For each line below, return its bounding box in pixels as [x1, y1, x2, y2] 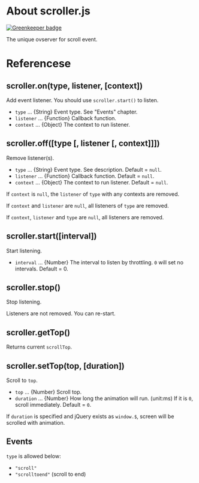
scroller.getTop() [6, 327, 71, 338]
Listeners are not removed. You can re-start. [6, 310, 116, 317]
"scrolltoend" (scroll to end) [14, 470, 86, 478]
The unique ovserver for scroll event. [6, 35, 98, 43]
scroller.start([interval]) [6, 231, 97, 241]
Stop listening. [6, 299, 42, 306]
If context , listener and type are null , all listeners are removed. [6, 213, 164, 220]
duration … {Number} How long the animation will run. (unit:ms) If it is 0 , [14, 395, 194, 402]
